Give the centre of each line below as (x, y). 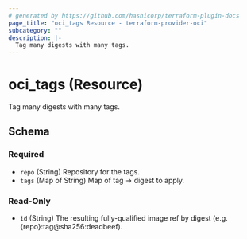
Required (26, 155)
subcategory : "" (35, 30)
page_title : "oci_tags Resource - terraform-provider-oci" (108, 23)
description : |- (35, 38)
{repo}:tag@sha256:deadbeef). (71, 227)
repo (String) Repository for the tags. (80, 171)
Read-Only (30, 201)
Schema (29, 132)
